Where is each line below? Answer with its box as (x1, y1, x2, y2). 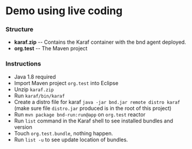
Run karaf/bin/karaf (14, 92, 65, 99)
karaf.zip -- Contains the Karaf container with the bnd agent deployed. (14, 38, 187, 46)
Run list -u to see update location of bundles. (14, 136, 128, 143)
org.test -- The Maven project (14, 45, 88, 52)
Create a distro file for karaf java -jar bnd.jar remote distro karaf (14, 98, 180, 105)
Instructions (5, 60, 42, 68)
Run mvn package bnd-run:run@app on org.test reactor (14, 111, 145, 118)
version (14, 123, 33, 131)
